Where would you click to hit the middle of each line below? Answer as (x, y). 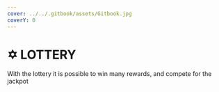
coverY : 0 (22, 20)
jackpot (18, 82)
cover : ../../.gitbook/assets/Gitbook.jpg (70, 14)
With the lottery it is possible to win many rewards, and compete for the (109, 74)
